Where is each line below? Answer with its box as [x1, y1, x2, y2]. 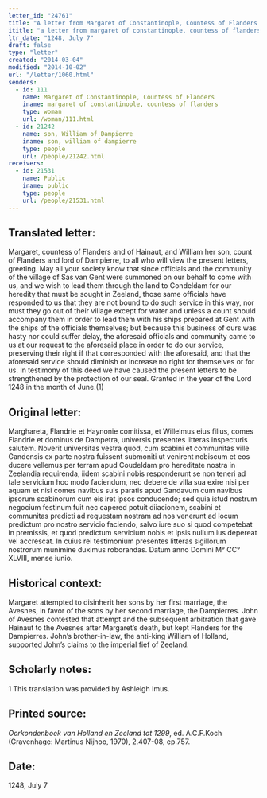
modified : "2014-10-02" [8, 64, 87, 72]
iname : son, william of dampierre [22, 137, 137, 146]
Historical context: [8, 576, 103, 590]
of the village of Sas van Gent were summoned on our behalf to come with [8, 272, 252, 282]
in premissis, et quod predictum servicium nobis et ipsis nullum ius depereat [8, 528, 257, 538]
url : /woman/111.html [22, 115, 94, 123]
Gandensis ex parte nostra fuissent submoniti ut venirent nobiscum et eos [8, 452, 250, 461]
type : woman [22, 108, 62, 116]
